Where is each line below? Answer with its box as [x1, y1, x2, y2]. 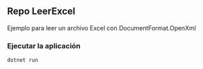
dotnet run [7, 57, 39, 64]
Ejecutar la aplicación [7, 41, 81, 50]
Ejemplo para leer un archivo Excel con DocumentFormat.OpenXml [7, 23, 196, 32]
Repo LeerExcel [7, 6, 76, 17]
